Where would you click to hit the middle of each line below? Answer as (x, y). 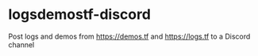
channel (21, 44)
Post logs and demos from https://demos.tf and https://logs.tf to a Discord (129, 36)
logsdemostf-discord (79, 15)
